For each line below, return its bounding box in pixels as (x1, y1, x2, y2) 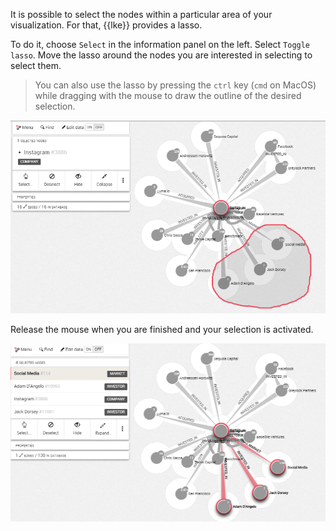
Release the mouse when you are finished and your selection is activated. (10, 323, 314, 335)
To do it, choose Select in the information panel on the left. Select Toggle (10, 39, 311, 50)
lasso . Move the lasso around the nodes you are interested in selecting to (10, 49, 313, 61)
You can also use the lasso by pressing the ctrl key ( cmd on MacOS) (34, 79, 317, 91)
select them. (10, 60, 62, 71)
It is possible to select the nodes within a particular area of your (10, 9, 273, 20)
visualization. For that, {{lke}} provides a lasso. (10, 19, 203, 31)
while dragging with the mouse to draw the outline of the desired (34, 90, 302, 101)
